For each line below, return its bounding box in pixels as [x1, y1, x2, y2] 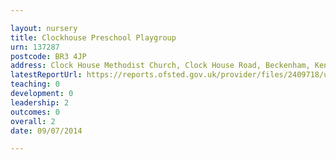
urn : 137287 [10, 42, 60, 52]
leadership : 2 [10, 97, 70, 108]
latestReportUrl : [10, 70, 83, 80]
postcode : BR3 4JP [10, 51, 87, 61]
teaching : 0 [10, 79, 60, 90]
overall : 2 [10, 116, 56, 126]
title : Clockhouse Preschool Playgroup [10, 32, 177, 43]
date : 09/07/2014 [10, 126, 83, 136]
